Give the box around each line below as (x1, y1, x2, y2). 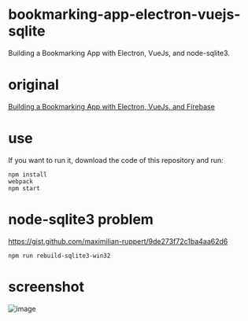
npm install (8, 171, 47, 179)
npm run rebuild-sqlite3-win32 (8, 252, 111, 260)
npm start (8, 184, 41, 192)
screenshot (8, 278, 85, 296)
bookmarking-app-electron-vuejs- (8, 6, 241, 24)
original (8, 76, 59, 94)
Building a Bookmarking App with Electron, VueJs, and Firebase (8, 101, 215, 111)
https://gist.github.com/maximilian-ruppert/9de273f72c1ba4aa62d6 (8, 236, 228, 245)
